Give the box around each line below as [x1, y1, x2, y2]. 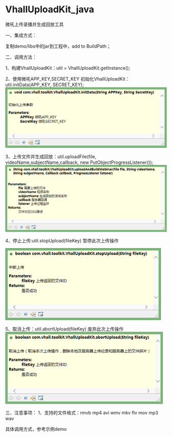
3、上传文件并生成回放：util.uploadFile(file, [5, 154, 96, 160]
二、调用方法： [5, 54, 37, 60]
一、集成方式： [5, 32, 37, 38]
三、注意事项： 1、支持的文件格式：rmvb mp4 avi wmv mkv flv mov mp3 [5, 409, 159, 415]
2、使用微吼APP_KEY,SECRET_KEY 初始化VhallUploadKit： [5, 75, 130, 82]
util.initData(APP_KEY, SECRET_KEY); [5, 81, 84, 88]
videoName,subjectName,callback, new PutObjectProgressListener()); [5, 159, 154, 165]
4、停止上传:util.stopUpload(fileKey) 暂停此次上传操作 [5, 237, 119, 243]
